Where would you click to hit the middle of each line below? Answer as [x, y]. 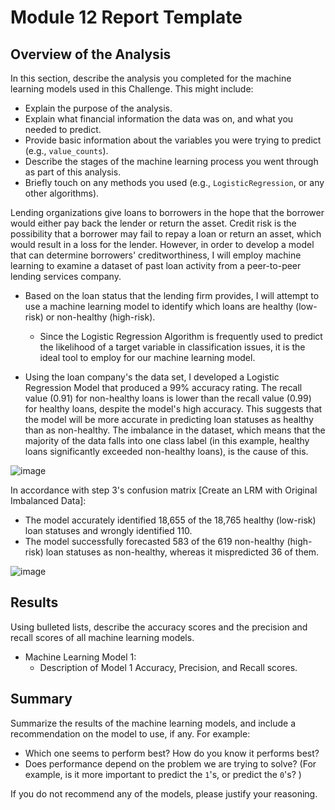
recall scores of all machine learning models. [102, 637]
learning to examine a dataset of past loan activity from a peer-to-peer [156, 265]
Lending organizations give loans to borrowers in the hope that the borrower [167, 212]
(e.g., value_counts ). [66, 150]
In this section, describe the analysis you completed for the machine [151, 78]
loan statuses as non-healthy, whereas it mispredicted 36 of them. [182, 552]
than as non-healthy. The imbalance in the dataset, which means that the [175, 430]
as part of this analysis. [73, 172]
